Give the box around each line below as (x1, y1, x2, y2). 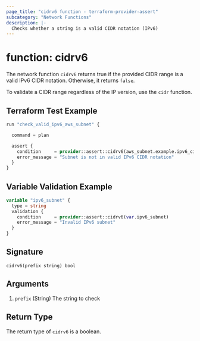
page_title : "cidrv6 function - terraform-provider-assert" (6, 8, 159, 15)
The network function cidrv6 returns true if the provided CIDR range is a (6, 71, 183, 78)
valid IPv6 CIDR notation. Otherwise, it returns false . (6, 77, 135, 84)
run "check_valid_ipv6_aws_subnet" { (6, 121, 100, 127)
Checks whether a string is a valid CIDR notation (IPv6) (11, 25, 159, 32)
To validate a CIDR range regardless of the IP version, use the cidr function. (6, 89, 192, 96)
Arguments (6, 279, 49, 289)
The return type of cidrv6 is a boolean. (6, 328, 101, 335)
